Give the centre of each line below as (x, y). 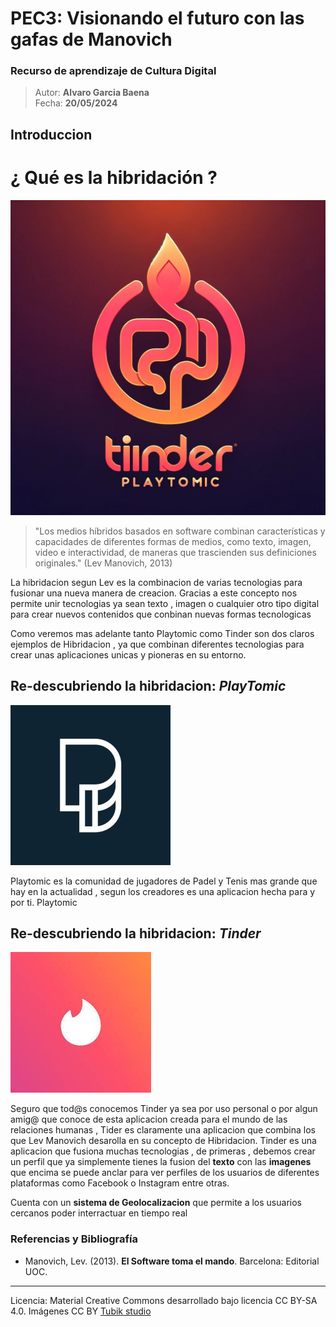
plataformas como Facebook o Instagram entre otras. (120, 1183)
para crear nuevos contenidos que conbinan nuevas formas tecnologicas (161, 614)
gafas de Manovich (91, 39)
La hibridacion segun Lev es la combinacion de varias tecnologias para (156, 582)
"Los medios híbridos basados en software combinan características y (180, 531)
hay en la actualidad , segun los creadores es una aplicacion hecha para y (163, 891)
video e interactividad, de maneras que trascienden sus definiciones (175, 552)
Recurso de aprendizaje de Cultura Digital (113, 71)
